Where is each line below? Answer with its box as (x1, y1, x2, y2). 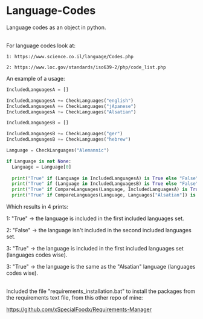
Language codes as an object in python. (6, 24, 106, 31)
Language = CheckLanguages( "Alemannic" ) (6, 147, 110, 153)
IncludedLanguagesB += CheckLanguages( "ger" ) (6, 131, 123, 137)
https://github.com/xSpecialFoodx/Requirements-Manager (6, 306, 152, 313)
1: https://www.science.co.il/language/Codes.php (6, 53, 134, 59)
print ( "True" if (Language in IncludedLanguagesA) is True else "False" (11, 175, 199, 181)
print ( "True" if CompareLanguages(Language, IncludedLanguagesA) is (11, 186, 188, 193)
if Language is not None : (6, 158, 71, 164)
